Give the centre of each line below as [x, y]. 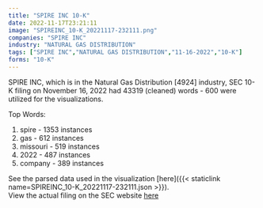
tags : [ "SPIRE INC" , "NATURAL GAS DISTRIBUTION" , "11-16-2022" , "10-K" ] [126, 52]
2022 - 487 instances [55, 154]
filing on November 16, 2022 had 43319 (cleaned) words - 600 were [126, 90]
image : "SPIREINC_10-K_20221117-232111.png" [83, 30]
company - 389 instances [62, 163]
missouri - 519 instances [60, 146]
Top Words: [27, 114]
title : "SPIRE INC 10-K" [49, 15]
